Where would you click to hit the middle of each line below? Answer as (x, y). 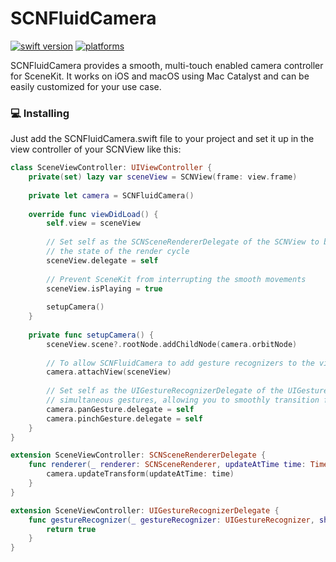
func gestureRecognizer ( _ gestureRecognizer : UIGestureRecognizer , (171, 520)
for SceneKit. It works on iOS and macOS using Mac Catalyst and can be (160, 76)
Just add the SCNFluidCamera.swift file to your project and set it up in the (162, 139)
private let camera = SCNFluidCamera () (111, 195)
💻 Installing (40, 113)
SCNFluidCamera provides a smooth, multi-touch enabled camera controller (167, 65)
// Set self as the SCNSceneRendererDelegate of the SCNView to (183, 242)
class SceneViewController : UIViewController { (111, 168)
